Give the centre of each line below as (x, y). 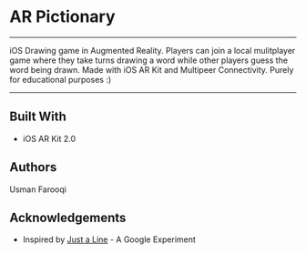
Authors (33, 167)
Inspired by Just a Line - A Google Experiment (109, 239)
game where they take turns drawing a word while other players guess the (149, 60)
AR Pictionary (62, 17)
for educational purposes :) (61, 79)
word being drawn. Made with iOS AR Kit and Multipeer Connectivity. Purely (152, 69)
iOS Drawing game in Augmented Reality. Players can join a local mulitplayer (153, 50)
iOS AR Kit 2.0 (49, 138)
